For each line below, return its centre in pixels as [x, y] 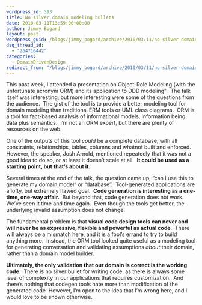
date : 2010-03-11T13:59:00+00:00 [48, 23]
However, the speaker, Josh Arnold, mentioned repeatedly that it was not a [99, 154]
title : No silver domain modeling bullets [60, 17]
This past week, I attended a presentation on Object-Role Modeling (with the [101, 85]
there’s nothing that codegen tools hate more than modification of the [92, 284]
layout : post [23, 34]
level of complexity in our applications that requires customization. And [95, 278]
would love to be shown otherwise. [50, 297]
